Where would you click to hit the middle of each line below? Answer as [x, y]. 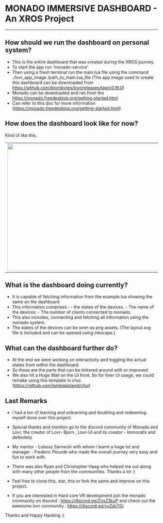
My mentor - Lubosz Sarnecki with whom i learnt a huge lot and [76, 447]
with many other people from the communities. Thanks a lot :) [74, 472]
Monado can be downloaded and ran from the [58, 93]
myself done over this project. [42, 417]
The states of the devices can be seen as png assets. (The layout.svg [81, 327]
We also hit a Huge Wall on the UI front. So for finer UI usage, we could [83, 375]
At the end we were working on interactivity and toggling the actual [79, 360]
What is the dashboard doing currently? [66, 285]
